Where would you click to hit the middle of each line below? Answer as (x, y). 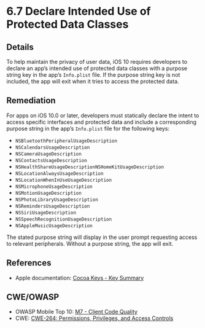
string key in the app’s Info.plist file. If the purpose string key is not (93, 75)
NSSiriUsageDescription (46, 213)
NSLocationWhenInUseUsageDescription (64, 180)
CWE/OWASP (33, 297)
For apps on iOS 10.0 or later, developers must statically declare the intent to (103, 115)
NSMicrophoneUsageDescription (54, 186)
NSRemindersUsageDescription (52, 206)
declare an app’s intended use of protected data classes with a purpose (97, 68)
